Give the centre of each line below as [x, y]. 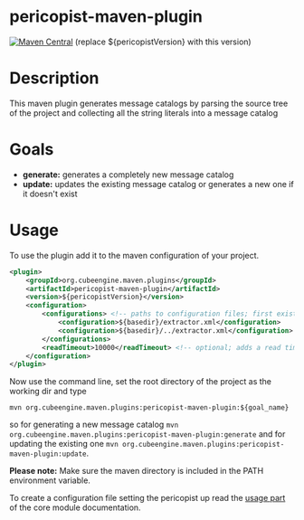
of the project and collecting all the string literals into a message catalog [144, 113]
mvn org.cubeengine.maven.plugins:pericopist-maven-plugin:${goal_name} [149, 408]
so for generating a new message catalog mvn [94, 425]
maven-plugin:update [48, 454]
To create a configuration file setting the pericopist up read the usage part [147, 498]
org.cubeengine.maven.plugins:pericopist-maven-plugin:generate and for [147, 434]
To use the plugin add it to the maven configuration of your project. [134, 255]
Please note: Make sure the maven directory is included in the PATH [137, 471]
